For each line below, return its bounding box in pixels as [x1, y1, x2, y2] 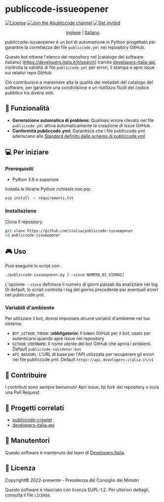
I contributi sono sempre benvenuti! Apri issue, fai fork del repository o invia [5, 384, 159, 390]
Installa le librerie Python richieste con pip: [5, 186, 92, 192]
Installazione [5, 207, 37, 214]
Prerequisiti [5, 165, 33, 172]
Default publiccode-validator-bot [12, 346, 82, 352]
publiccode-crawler [12, 417, 53, 423]
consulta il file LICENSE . [5, 492, 52, 498]
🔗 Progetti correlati [5, 403, 64, 412]
